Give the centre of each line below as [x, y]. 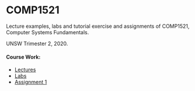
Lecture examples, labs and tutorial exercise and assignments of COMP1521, [98, 26]
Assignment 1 [31, 82]
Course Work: [23, 57]
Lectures [25, 70]
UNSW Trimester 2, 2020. [37, 43]
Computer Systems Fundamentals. [48, 32]
